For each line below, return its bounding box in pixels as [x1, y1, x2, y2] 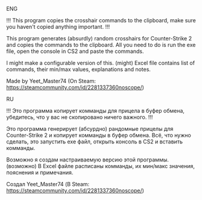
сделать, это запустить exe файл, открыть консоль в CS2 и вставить [6, 138, 183, 145]
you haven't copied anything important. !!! [6, 23, 110, 30]
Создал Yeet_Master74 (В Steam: [6, 181, 90, 187]
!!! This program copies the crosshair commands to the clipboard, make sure [6, 17, 196, 23]
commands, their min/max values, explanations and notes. [6, 66, 151, 73]
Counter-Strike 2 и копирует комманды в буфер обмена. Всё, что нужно [6, 132, 191, 139]
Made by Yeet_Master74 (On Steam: [6, 78, 96, 84]
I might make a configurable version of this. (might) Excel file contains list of [6, 60, 195, 66]
